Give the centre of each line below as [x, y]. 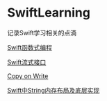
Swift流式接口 [27, 62]
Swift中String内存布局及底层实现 [53, 90]
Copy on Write [28, 76]
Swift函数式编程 [30, 47]
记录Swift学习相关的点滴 [42, 33]
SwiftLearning [49, 13]
